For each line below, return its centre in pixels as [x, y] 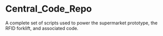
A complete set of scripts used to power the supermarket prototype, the [81, 23]
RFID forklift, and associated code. [42, 28]
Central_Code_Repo [49, 9]
